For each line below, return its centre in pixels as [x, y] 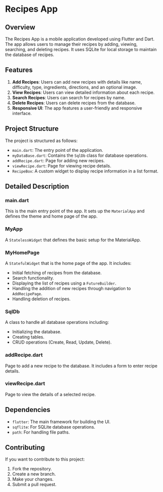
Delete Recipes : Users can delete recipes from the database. [74, 103]
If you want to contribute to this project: [45, 459]
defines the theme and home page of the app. [51, 216]
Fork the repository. [32, 469]
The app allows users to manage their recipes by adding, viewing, [71, 44]
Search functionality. [33, 278]
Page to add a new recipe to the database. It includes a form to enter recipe [81, 366]
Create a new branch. [34, 474]
